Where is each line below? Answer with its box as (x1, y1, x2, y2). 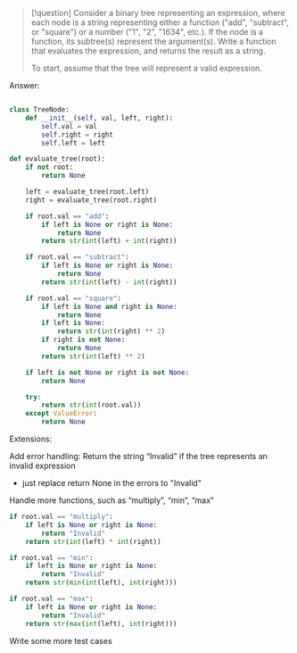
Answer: (9, 80, 40, 90)
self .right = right (41, 130, 114, 139)
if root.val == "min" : (9, 553, 94, 562)
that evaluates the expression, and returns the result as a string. (30, 46, 266, 56)
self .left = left (41, 138, 105, 147)
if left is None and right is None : (41, 302, 177, 311)
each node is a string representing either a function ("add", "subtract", (30, 17, 290, 28)
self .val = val (41, 121, 98, 130)
